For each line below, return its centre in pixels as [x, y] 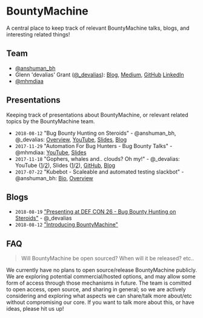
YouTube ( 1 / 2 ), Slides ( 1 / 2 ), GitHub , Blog [65, 165]
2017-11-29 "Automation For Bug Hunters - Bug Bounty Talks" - [94, 146]
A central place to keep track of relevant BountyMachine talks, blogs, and [98, 28]
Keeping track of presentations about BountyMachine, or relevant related [98, 115]
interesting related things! [38, 34]
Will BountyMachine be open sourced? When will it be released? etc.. [108, 259]
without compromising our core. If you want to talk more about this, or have [101, 302]
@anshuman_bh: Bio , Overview [54, 178]
